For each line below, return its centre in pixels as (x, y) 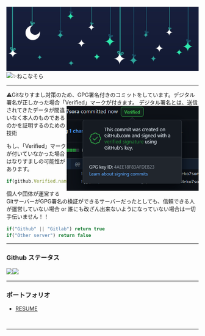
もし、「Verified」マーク (36, 146)
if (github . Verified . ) (60, 181)
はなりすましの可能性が (36, 161)
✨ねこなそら (28, 76)
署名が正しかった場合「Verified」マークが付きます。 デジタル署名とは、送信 (102, 102)
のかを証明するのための (36, 125)
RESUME (26, 309)
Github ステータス (33, 258)
